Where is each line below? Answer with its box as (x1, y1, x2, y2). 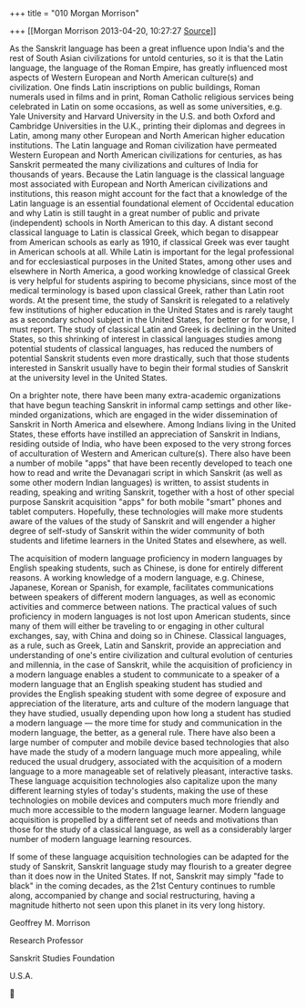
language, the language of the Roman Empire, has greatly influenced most (9, 63, 289, 73)
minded (9, 409, 38, 420)
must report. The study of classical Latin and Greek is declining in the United (9, 324, 297, 334)
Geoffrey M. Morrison (9, 918, 91, 928)
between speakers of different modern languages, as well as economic (9, 591, 276, 602)
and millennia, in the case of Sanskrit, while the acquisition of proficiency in (9, 660, 293, 670)
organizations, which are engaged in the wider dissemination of (39, 409, 278, 420)
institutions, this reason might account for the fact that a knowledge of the (9, 189, 288, 199)
